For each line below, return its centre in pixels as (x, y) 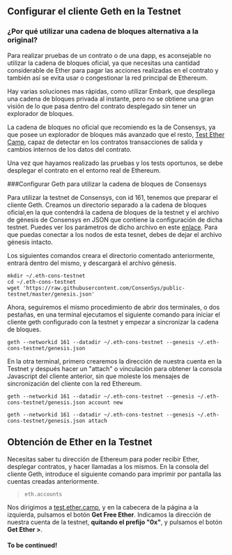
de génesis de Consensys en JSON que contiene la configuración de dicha (115, 219)
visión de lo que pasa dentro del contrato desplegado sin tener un (102, 106)
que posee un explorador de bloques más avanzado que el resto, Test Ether (116, 134)
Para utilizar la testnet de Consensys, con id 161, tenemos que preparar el (113, 197)
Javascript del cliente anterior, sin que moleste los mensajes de (98, 376)
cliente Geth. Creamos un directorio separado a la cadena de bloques (107, 205)
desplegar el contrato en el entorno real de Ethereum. (84, 170)
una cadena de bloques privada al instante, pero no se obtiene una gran (110, 99)
